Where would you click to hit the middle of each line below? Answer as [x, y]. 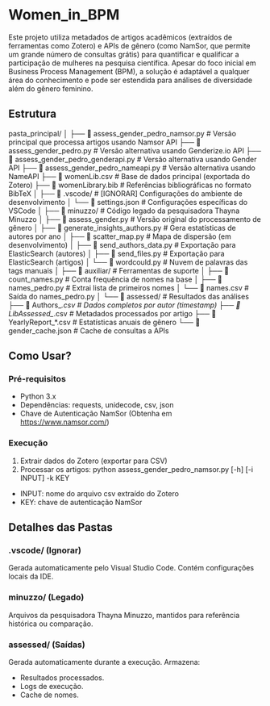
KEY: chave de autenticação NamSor [81, 502]
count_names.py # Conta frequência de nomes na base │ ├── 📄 [116, 279]
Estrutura [33, 114]
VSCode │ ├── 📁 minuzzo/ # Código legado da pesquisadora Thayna [124, 211]
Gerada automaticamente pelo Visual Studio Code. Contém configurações [131, 568]
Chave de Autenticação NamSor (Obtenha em [96, 414]
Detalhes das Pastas [60, 527]
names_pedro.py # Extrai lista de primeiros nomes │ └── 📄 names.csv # [129, 287]
